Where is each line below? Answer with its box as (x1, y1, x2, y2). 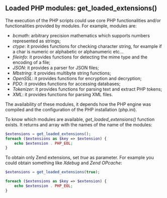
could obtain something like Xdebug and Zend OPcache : (5, 160, 122, 166)
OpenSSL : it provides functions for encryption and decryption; (12, 75, 142, 81)
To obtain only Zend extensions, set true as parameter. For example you (5, 155, 154, 161)
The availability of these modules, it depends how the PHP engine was (5, 101, 151, 107)
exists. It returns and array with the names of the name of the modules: (5, 121, 152, 127)
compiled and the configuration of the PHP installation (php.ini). (5, 106, 137, 112)
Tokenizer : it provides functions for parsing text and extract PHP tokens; (12, 86, 162, 92)
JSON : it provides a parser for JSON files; (12, 64, 99, 71)
